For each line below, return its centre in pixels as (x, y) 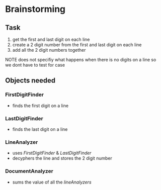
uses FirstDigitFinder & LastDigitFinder (52, 153)
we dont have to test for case (35, 65)
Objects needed (30, 81)
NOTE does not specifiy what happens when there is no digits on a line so (81, 60)
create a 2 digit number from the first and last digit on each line (77, 45)
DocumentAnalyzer (29, 171)
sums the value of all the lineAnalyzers (52, 182)
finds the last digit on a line (40, 129)
